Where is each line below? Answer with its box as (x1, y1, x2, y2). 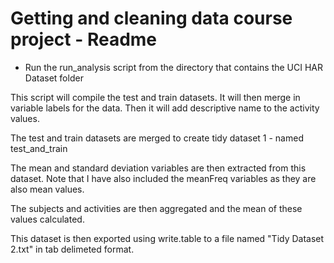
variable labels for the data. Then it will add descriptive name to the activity (10, 102, 320, 114)
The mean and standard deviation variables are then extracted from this (10, 162, 307, 174)
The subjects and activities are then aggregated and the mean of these (10, 202, 303, 214)
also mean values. (10, 183, 85, 195)
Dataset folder (24, 72, 84, 84)
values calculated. (10, 213, 85, 225)
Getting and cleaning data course (10, 7, 293, 30)
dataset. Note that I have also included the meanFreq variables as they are (10, 172, 317, 184)
